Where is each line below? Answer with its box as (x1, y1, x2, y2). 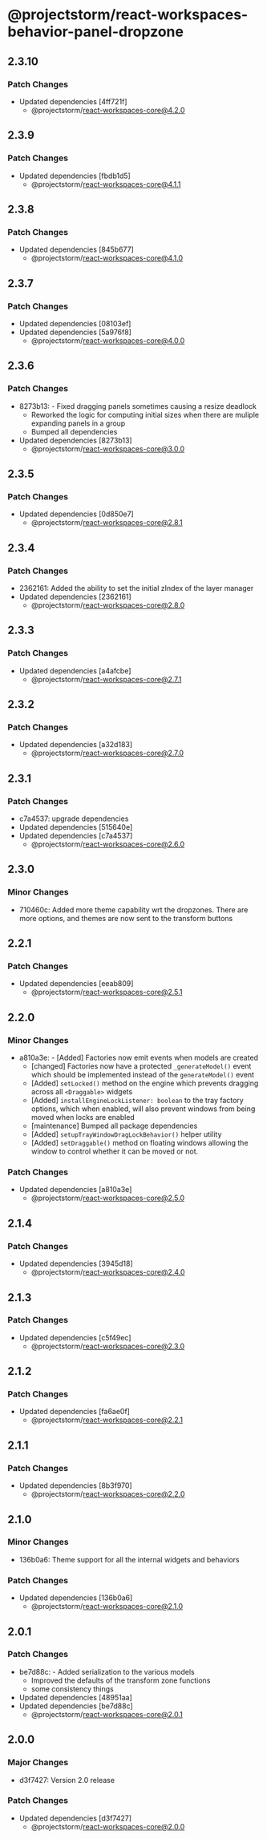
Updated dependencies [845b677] (18, 245, 134, 254)
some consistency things (30, 1683, 114, 1693)
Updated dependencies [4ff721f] (18, 96, 127, 106)
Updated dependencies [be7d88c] (18, 1701, 133, 1711)
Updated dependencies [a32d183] (18, 740, 133, 750)
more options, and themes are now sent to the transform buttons (18, 913, 233, 923)
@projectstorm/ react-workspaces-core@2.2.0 (30, 1489, 185, 1499)
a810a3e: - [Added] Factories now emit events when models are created (18, 1053, 258, 1063)
